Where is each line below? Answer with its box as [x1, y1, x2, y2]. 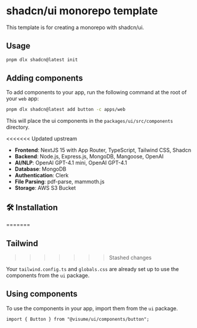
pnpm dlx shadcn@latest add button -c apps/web [6, 107, 126, 113]
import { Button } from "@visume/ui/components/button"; [6, 316, 150, 322]
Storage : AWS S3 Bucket [14, 184, 76, 192]
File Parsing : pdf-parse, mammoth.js [14, 178, 105, 185]
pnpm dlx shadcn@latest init [6, 56, 78, 63]
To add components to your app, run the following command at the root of [6, 89, 187, 96]
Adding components [6, 73, 83, 84]
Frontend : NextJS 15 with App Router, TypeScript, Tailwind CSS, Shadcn [14, 147, 191, 154]
